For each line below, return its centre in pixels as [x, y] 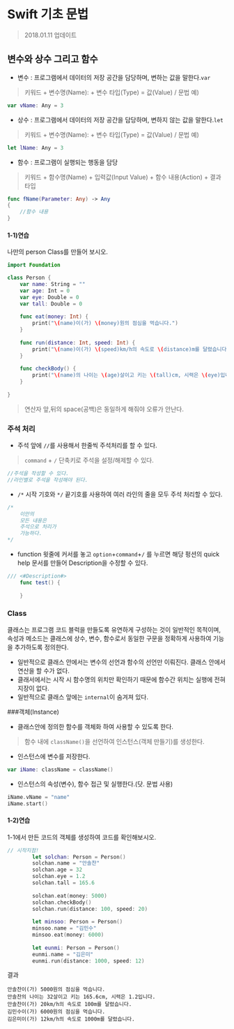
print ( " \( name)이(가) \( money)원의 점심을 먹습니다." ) [106, 323]
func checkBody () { [48, 369]
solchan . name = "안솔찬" [66, 863]
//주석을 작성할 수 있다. [38, 473]
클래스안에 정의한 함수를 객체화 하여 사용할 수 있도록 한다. [95, 726]
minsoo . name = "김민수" [64, 928]
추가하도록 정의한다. [41, 647]
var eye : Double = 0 [49, 297]
